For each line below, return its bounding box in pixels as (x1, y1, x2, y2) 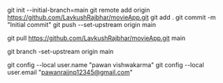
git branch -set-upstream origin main (7, 48, 114, 55)
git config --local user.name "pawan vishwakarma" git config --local (7, 61, 204, 68)
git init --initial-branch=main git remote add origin (7, 6, 150, 14)
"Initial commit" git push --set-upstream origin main (7, 21, 156, 28)
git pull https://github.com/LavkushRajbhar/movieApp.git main (7, 34, 186, 42)
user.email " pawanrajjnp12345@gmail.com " (7, 68, 133, 76)
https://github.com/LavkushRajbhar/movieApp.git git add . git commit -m (7, 13, 216, 21)
